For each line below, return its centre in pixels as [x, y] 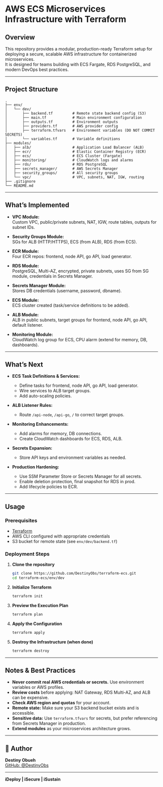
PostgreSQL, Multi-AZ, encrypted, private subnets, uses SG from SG [80, 271]
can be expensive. [30, 698]
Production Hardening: [35, 467]
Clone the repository [33, 564]
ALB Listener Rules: [32, 405]
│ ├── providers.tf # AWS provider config [62, 126]
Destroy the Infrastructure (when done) [53, 642]
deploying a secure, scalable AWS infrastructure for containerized [71, 54]
